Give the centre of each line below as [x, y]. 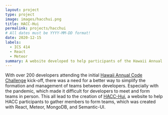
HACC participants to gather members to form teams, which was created [80, 102]
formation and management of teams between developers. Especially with [82, 86]
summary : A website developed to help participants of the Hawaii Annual [84, 61]
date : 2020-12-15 [23, 38]
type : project [20, 14]
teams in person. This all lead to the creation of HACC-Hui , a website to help [84, 96]
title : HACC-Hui [22, 24]
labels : [13, 42]
